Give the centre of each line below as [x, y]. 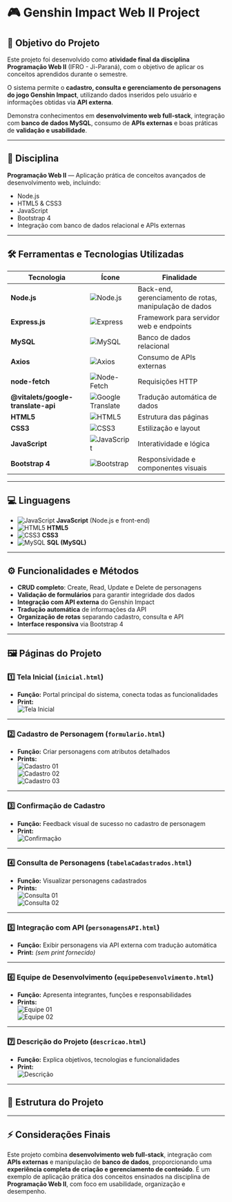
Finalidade [180, 277]
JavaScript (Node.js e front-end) [103, 520]
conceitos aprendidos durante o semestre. [67, 74]
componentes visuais [172, 468]
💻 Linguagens [39, 501]
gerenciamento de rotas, [177, 297]
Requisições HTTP [168, 382]
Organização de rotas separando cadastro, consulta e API [100, 617]
